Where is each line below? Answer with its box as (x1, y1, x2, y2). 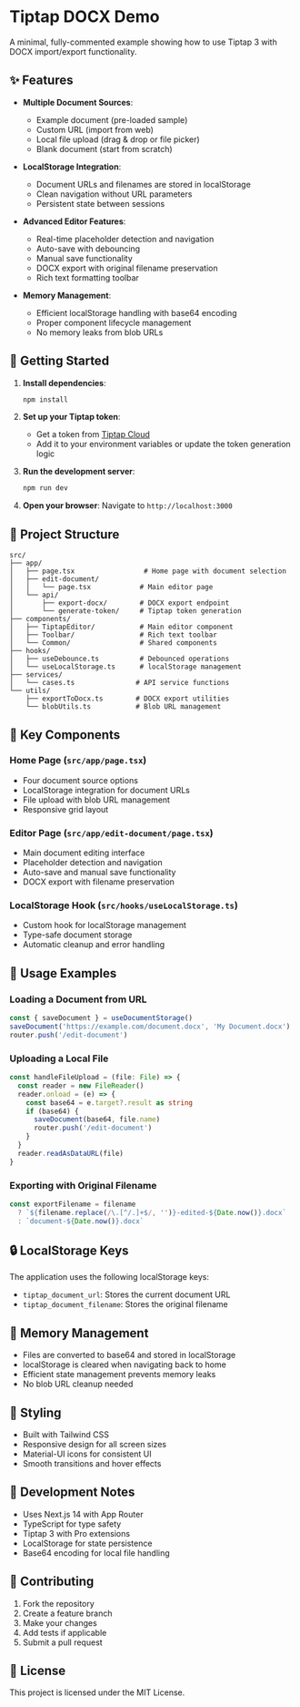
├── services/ (9, 670, 64, 680)
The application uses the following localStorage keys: (9, 1272, 209, 1283)
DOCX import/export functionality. (9, 46, 137, 56)
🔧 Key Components (9, 727, 121, 742)
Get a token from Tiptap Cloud (35, 429, 150, 440)
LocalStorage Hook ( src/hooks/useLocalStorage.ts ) (9, 899, 238, 912)
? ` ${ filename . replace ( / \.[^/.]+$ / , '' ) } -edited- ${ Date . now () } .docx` (17, 1208, 287, 1217)
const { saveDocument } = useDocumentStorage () (9, 1014, 194, 1023)
